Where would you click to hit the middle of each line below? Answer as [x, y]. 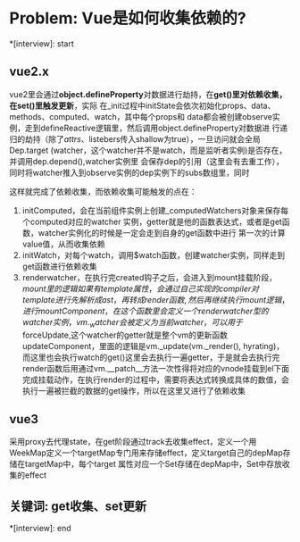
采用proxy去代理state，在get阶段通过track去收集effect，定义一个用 [133, 442]
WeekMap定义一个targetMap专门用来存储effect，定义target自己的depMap [146, 453]
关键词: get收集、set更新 [78, 506]
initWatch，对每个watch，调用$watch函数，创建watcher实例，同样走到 [154, 254]
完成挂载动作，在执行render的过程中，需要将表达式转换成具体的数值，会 [156, 379]
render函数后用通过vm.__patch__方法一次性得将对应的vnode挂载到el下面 [156, 368]
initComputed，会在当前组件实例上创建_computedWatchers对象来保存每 [155, 210]
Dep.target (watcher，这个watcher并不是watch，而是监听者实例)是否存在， [148, 150]
